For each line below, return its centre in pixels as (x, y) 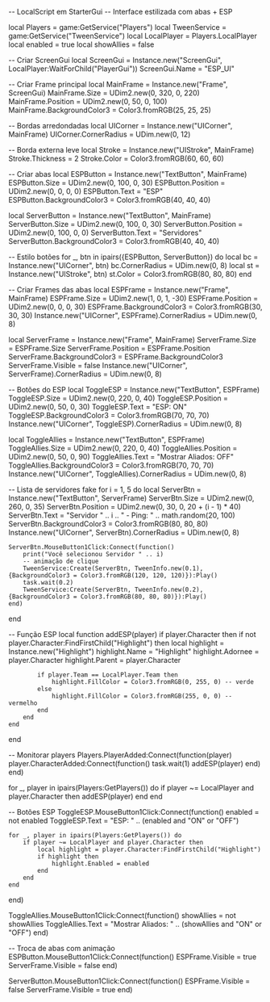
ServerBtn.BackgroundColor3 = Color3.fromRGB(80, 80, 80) (108, 524)
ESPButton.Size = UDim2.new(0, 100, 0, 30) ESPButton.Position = (117, 182)
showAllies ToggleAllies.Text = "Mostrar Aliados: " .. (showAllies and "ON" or (135, 924)
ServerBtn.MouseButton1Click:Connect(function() (91, 547)
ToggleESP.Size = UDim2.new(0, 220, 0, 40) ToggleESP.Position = (118, 398)
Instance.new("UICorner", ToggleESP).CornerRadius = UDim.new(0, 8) (125, 424)
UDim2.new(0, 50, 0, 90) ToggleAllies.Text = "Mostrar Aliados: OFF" (121, 457)
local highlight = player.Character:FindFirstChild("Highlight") (150, 849)
